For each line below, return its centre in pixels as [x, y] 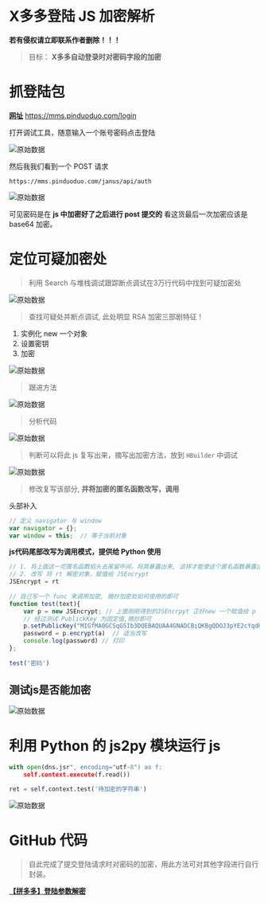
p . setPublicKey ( [50, 626]
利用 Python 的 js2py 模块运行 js [115, 746]
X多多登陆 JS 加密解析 [82, 16]
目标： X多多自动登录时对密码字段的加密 [95, 57]
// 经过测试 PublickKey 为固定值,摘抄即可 [87, 619]
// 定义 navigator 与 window [56, 521]
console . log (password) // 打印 [74, 641]
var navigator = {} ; [43, 528]
